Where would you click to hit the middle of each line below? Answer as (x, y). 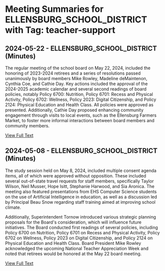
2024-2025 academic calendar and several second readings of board (76, 89)
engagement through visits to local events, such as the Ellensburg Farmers (81, 115)
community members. (27, 126)
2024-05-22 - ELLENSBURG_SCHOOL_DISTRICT (81, 48)
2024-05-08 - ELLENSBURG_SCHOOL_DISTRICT (81, 151)
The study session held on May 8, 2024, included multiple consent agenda (81, 170)
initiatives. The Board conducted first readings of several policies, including (82, 227)
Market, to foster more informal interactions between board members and (80, 120)
